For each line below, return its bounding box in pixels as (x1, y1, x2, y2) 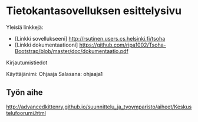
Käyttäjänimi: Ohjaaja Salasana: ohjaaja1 (6, 70, 103, 77)
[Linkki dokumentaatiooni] (14, 41, 78, 48)
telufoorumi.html (6, 109, 46, 116)
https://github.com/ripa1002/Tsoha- (79, 41, 166, 48)
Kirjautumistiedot (6, 59, 48, 66)
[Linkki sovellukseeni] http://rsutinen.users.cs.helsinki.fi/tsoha (14, 35, 166, 42)
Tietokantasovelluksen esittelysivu (6, 4, 182, 18)
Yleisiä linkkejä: (6, 24, 44, 31)
